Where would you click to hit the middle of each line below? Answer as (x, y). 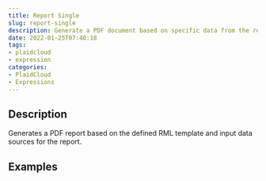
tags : (17, 45)
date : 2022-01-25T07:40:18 (53, 38)
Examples (33, 166)
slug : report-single (42, 23)
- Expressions (32, 82)
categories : (28, 67)
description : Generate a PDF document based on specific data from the (129, 30)
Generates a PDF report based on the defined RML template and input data (131, 133)
